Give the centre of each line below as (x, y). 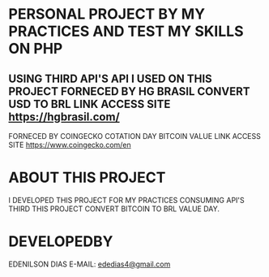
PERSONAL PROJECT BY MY (107, 14)
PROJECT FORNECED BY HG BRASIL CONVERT (129, 91)
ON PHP (36, 49)
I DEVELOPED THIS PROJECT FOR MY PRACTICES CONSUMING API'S (126, 200)
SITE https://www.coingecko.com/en (70, 145)
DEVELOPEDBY (61, 242)
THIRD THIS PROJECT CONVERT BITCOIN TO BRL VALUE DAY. (114, 209)
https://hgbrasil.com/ (64, 117)
